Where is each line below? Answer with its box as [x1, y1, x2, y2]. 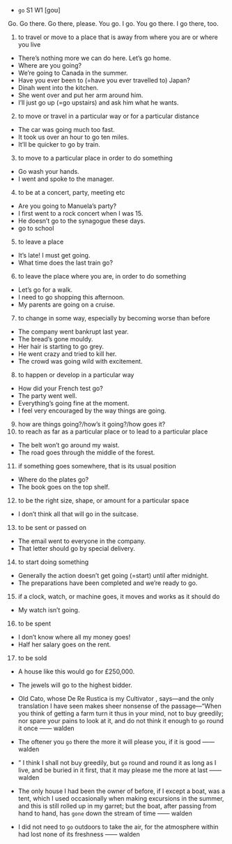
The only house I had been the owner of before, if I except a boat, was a [17, 787, 226, 795]
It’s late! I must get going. [17, 251, 91, 259]
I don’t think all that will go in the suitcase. [17, 510, 139, 518]
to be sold [17, 654, 47, 662]
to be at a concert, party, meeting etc [17, 188, 125, 196]
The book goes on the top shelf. [17, 483, 110, 491]
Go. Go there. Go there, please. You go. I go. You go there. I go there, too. [8, 20, 219, 27]
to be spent [17, 619, 52, 628]
